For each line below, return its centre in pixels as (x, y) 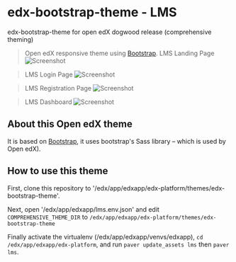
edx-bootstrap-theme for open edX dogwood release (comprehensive (109, 32)
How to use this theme (58, 171)
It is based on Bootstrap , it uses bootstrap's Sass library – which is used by (117, 141)
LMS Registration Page (58, 88)
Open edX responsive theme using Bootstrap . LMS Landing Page (119, 53)
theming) (21, 39)
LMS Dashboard (48, 102)
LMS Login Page (49, 74)
